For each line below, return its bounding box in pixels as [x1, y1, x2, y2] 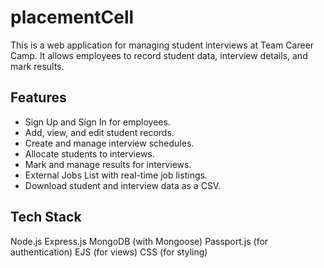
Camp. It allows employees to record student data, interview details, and [10, 49, 308, 61]
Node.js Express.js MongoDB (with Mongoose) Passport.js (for [10, 235, 269, 247]
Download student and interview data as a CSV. [24, 179, 222, 191]
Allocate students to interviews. [24, 147, 155, 160]
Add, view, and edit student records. [24, 126, 175, 138]
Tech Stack [10, 209, 82, 226]
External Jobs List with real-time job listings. [24, 169, 208, 181]
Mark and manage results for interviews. [24, 158, 192, 170]
